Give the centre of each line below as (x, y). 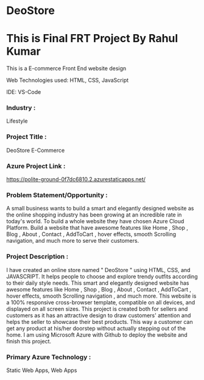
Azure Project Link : (36, 166)
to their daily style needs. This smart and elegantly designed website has (98, 283)
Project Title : (26, 137)
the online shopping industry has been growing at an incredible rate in (94, 215)
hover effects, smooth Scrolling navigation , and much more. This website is (101, 296)
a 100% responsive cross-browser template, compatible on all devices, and (101, 302)
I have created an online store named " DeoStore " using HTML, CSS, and (98, 270)
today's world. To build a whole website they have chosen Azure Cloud (95, 221)
